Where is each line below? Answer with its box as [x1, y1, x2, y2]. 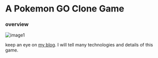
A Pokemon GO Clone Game [5, 3, 125, 14]
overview [5, 21, 29, 28]
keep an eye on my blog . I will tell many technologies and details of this [5, 42, 153, 48]
